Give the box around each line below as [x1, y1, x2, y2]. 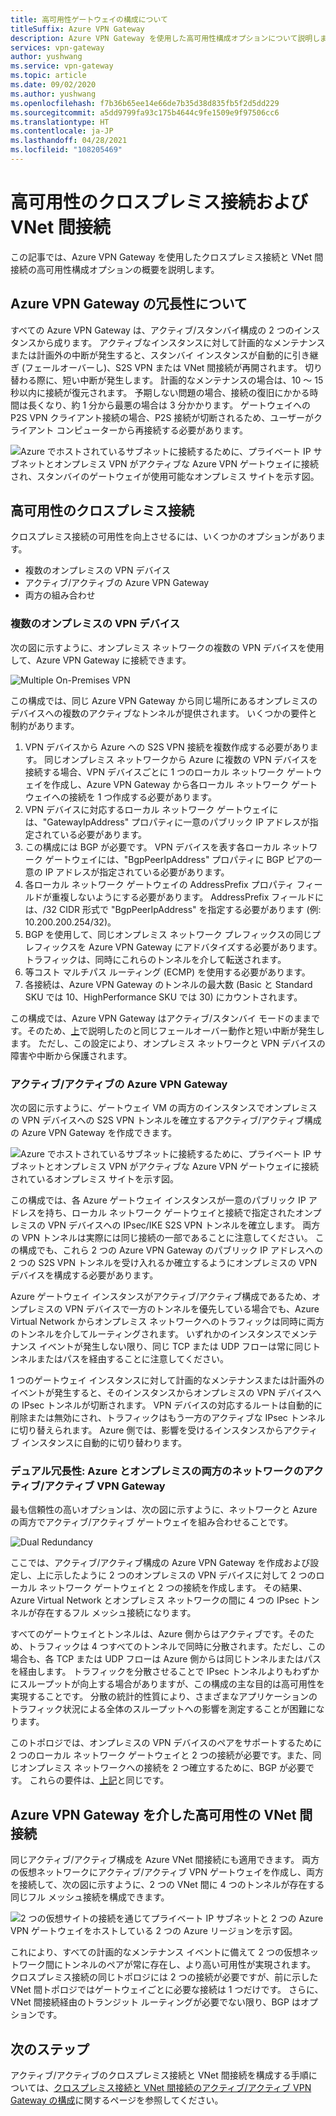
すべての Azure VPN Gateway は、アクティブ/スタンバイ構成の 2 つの [10, 324, 295, 336]
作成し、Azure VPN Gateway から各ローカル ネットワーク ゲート [51, 778, 318, 790]
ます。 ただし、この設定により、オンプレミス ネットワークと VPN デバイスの [10, 1037, 326, 1049]
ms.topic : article [10, 71, 87, 81]
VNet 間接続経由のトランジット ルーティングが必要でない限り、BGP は [10, 1996, 301, 2008]
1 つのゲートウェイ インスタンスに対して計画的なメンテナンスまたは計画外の [10, 1374, 325, 1386]
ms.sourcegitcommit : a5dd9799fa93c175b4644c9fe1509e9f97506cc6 [10, 107, 280, 118]
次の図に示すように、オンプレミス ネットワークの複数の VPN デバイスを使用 [10, 641, 325, 653]
